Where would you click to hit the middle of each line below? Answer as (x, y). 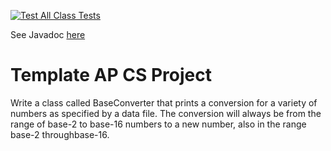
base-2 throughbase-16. (60, 134)
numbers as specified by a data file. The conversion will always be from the (166, 113)
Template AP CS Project (111, 75)
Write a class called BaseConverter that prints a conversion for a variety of (164, 102)
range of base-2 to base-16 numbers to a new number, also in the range (158, 124)
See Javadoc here (48, 34)
